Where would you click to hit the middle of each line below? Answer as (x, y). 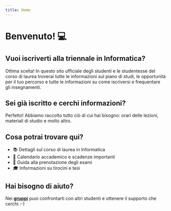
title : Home (18, 10)
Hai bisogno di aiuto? (40, 186)
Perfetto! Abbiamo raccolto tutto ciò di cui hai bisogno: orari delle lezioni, (82, 115)
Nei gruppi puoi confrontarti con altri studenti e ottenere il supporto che (81, 198)
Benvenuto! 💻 (36, 36)
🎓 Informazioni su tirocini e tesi (46, 168)
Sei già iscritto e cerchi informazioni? (66, 103)
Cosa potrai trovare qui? (44, 137)
